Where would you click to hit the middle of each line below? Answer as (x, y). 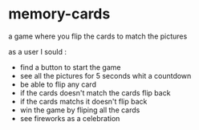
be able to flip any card (58, 84)
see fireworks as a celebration (70, 118)
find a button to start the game (70, 67)
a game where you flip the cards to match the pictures (98, 36)
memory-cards (59, 14)
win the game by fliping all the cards (80, 110)
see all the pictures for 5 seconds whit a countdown (106, 75)
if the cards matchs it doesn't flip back (83, 101)
